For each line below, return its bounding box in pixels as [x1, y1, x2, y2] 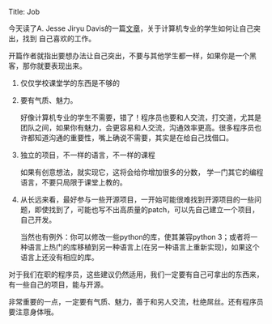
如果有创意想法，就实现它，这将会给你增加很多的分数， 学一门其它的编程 [19, 168, 264, 177]
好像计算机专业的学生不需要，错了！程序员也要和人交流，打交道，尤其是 [19, 113, 261, 122]
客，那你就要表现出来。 [8, 61, 87, 70]
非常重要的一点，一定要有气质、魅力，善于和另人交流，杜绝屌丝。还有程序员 [8, 297, 264, 306]
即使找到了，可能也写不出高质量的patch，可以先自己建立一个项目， [34, 205, 260, 214]
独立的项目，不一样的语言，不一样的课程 [19, 150, 155, 160]
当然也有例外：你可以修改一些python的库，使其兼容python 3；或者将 [19, 232, 251, 241]
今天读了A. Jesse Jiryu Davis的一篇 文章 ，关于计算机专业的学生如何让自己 [8, 23, 254, 33]
